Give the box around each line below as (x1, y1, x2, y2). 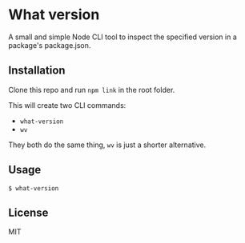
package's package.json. (8, 40, 91, 50)
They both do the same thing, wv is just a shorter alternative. (8, 140, 207, 149)
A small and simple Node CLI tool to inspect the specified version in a (8, 32, 238, 42)
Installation (8, 64, 66, 78)
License (8, 205, 49, 219)
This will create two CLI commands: (8, 100, 127, 110)
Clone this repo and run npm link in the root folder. (8, 85, 175, 94)
